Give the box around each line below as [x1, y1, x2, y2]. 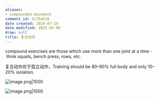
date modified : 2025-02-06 [5, 26, 61, 31]
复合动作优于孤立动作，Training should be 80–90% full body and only [5, 64, 147, 69]
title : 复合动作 [5, 35, 36, 40]
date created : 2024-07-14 [5, 21, 58, 26]
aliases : [5, 7, 23, 12]
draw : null [5, 30, 28, 35]
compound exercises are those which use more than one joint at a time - [5, 48, 153, 54]
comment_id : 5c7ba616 [5, 16, 50, 21]
